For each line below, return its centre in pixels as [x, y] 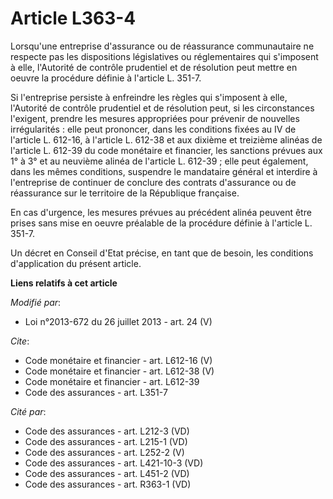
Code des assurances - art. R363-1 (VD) [108, 484]
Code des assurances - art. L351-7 [96, 392]
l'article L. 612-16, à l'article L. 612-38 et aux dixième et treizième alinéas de [166, 139]
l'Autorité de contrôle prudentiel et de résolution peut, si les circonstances [162, 108]
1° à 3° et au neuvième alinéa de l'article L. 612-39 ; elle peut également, [159, 161]
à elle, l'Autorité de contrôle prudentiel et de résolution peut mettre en [154, 67]
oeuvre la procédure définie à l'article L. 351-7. [106, 78]
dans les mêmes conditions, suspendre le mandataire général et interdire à [164, 171]
